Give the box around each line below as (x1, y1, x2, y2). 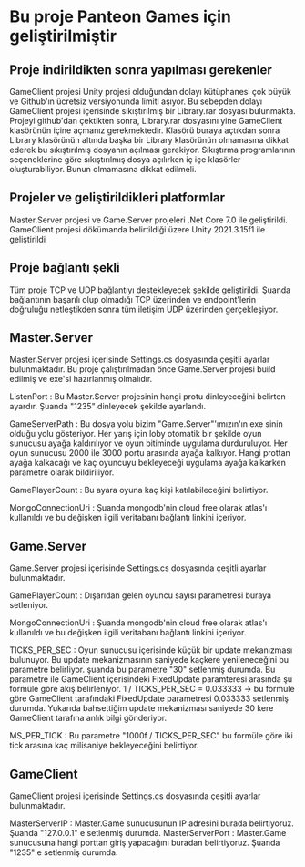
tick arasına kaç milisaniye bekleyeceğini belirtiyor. (9, 740, 199, 751)
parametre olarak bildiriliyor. (9, 467, 115, 478)
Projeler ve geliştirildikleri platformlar (9, 190, 226, 206)
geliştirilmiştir (9, 26, 117, 46)
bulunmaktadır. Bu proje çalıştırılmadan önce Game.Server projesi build (9, 364, 276, 375)
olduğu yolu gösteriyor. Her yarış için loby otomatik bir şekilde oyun (9, 428, 262, 439)
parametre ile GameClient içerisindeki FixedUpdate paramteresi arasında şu (9, 674, 293, 685)
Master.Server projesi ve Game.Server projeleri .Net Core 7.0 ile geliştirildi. (9, 214, 289, 225)
